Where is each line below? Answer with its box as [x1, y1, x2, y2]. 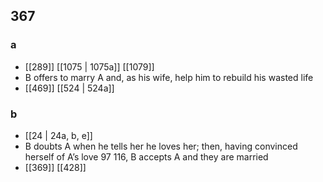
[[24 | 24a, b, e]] [24, 129, 93, 141]
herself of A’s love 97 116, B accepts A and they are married [24, 150, 269, 163]
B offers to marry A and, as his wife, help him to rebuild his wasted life [24, 71, 314, 83]
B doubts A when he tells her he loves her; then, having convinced [24, 140, 298, 152]
